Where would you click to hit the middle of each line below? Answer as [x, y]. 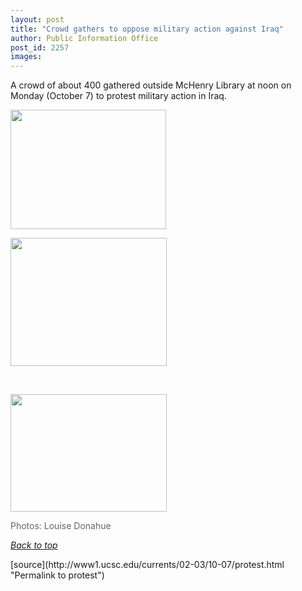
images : [26, 57]
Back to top [34, 545]
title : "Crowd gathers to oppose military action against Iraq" [147, 29]
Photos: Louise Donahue [61, 526]
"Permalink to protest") [57, 575]
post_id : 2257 [40, 47]
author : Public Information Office [84, 38]
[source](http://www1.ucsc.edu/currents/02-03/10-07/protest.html [147, 565]
